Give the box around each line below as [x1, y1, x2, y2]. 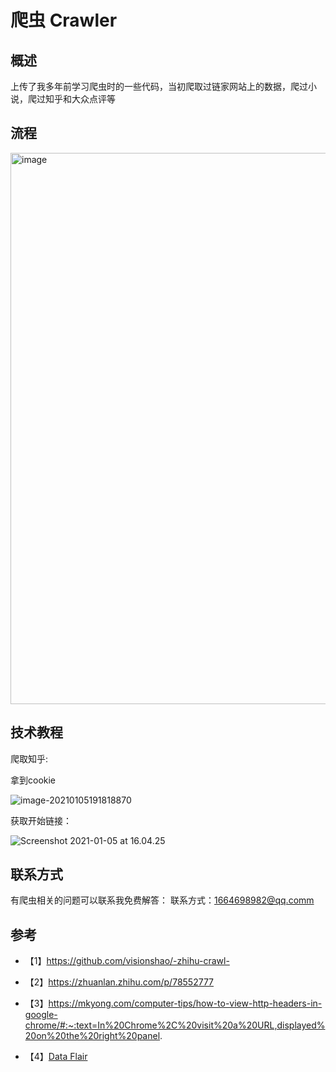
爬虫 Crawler [10, 9, 118, 32]
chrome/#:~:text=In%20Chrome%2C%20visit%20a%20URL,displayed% [24, 1019, 326, 1031]
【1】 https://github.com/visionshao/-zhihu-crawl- [24, 955, 230, 967]
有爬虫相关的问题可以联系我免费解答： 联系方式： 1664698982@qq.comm [10, 894, 315, 906]
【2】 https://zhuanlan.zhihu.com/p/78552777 [24, 976, 215, 988]
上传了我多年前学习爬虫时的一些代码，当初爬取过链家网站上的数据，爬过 [10, 81, 308, 92]
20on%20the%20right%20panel [24, 1030, 161, 1042]
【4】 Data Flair [24, 1051, 88, 1063]
